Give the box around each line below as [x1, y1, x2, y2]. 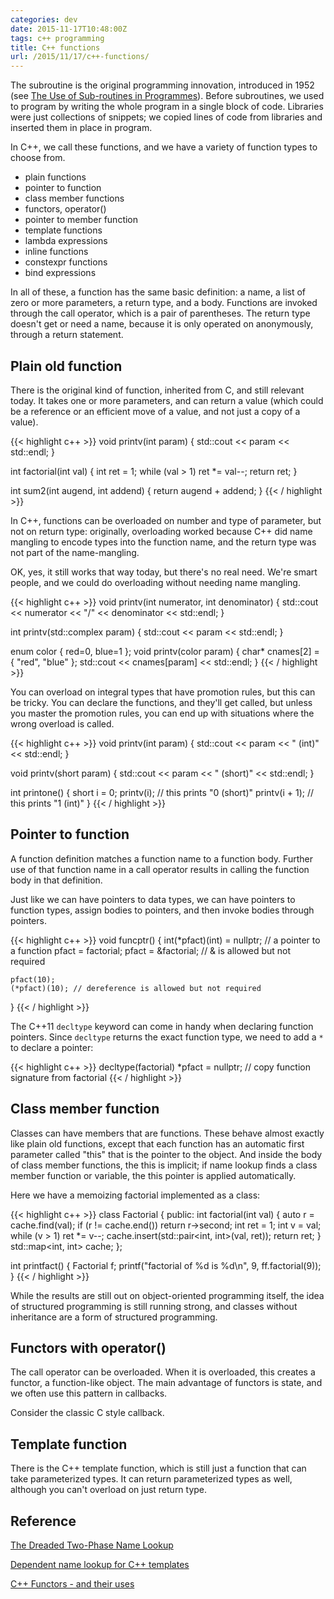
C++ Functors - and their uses [10, 1578, 135, 1590]
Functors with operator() [10, 1339, 167, 1356]
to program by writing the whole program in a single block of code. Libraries [10, 101, 324, 113]
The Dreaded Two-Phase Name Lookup [10, 1539, 174, 1551]
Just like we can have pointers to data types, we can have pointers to [10, 893, 296, 905]
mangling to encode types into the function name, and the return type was [10, 536, 317, 548]
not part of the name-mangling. [10, 546, 140, 558]
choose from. [10, 152, 66, 164]
